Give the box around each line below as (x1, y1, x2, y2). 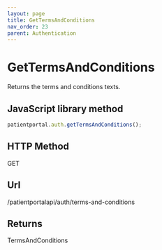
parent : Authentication (7, 29, 77, 37)
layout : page (7, 10, 45, 17)
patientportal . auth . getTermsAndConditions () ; (7, 121, 142, 128)
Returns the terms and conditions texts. (7, 83, 121, 91)
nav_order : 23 (7, 23, 49, 30)
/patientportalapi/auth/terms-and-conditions (7, 198, 135, 206)
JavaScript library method (7, 102, 124, 115)
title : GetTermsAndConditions (7, 17, 96, 24)
